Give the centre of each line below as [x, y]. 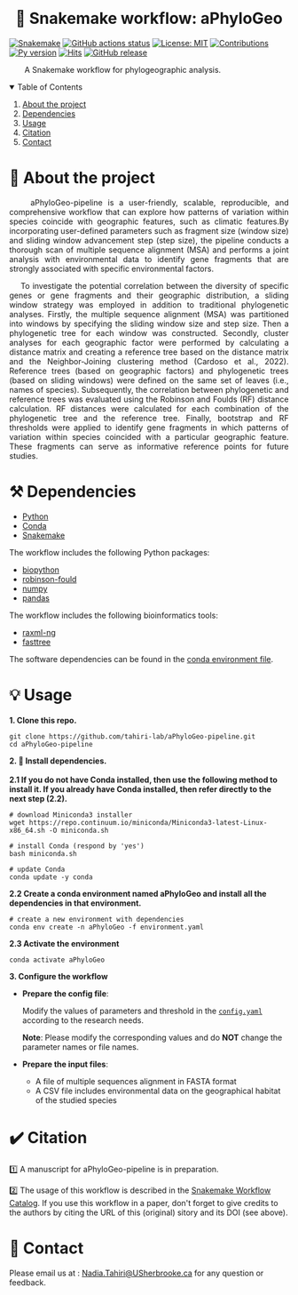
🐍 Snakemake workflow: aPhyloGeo [149, 19]
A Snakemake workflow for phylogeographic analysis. [123, 69]
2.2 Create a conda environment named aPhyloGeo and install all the [138, 893]
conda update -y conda [51, 877]
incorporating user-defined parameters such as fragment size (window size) [149, 230]
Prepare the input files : [65, 1064]
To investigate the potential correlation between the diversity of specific [155, 285]
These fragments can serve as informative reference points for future [149, 446]
